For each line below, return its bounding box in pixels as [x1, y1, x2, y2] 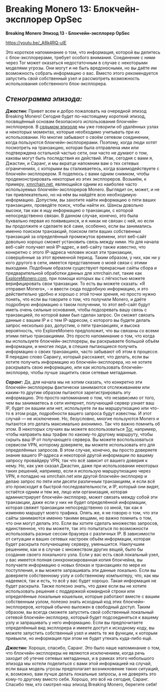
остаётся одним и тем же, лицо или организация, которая [5, 489, 128, 495]
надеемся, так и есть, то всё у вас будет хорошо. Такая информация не [5, 577, 157, 584]
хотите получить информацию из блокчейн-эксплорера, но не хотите [5, 359, 152, 365]
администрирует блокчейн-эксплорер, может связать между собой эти [5, 494, 158, 500]
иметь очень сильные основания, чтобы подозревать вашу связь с [5, 307, 147, 313]
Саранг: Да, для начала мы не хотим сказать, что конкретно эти [5, 379, 143, 385]
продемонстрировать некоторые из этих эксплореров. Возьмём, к [5, 176, 147, 182]
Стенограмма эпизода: [5, 95, 82, 103]
